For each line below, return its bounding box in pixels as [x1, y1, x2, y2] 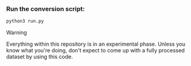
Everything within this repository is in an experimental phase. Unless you [6, 40, 186, 48]
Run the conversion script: [6, 5, 85, 13]
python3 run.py [6, 18, 44, 24]
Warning [6, 29, 27, 36]
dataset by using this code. [6, 53, 73, 61]
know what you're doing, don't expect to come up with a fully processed [6, 47, 185, 54]
